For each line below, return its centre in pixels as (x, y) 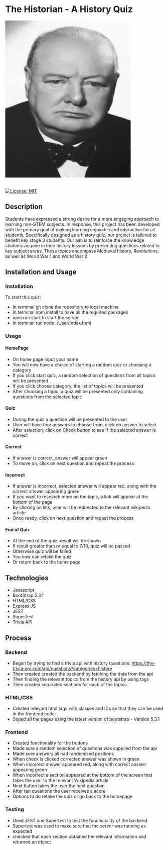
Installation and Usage (41, 272)
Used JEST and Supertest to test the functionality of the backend (80, 820)
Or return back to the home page (46, 562)
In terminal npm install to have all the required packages (70, 312)
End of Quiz (18, 529)
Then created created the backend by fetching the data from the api (83, 674)
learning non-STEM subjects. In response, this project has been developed (82, 224)
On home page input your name (45, 359)
